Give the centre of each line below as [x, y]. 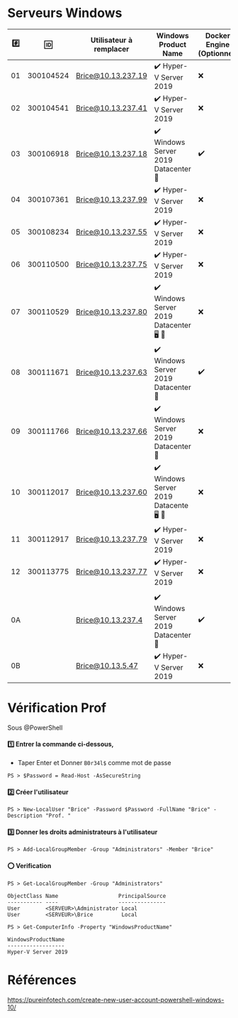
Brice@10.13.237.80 [111, 312]
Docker [217, 36]
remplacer [112, 49]
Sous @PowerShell [35, 727]
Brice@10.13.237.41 [111, 108]
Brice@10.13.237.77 [111, 572]
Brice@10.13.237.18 [111, 154]
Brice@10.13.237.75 [111, 264]
